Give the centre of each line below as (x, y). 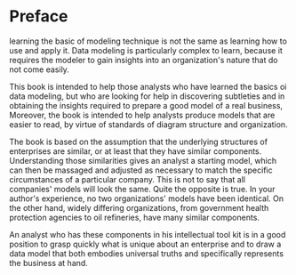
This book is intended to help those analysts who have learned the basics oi (148, 86)
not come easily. (39, 69)
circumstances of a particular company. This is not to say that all (128, 179)
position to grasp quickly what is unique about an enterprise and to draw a (145, 244)
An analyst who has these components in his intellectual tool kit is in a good (148, 234)
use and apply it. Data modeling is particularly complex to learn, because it (146, 50)
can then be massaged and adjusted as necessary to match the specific (141, 170)
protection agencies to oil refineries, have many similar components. (135, 217)
